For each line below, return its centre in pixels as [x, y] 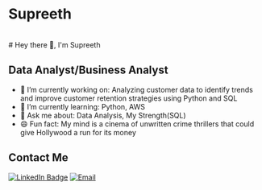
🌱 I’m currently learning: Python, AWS [83, 106]
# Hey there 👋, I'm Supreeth [54, 44]
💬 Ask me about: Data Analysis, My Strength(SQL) [103, 115]
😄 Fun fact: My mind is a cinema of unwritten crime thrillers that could [137, 124]
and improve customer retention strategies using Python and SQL [129, 98]
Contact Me [38, 158]
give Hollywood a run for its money [78, 132]
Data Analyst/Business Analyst [88, 70]
